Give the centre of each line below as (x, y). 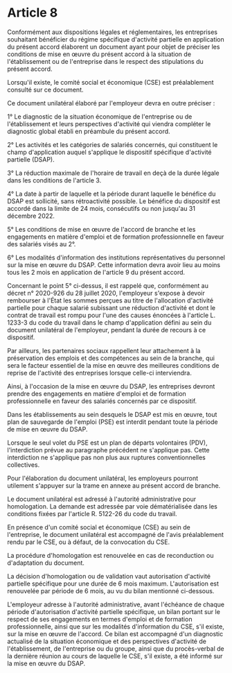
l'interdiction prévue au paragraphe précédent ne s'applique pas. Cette (108, 450)
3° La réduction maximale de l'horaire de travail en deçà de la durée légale (113, 173)
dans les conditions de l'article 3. (54, 180)
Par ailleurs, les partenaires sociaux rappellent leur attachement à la (104, 350)
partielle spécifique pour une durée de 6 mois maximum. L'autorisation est (113, 583)
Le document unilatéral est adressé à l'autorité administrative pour (102, 499)
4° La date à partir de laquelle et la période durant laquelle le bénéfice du (111, 194)
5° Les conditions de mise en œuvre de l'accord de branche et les (101, 229)
